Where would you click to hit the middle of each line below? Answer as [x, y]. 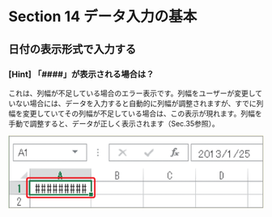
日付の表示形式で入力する [72, 49]
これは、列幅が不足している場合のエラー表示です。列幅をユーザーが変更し [132, 93]
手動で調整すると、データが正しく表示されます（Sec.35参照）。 [114, 123]
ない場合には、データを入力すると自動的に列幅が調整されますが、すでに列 [139, 103]
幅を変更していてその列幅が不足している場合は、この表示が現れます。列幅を [135, 113]
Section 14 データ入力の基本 [103, 17]
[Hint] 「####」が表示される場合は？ [81, 74]
